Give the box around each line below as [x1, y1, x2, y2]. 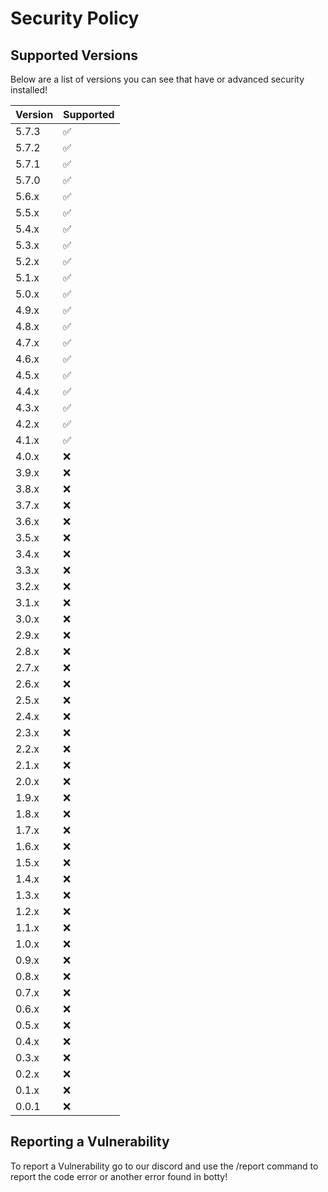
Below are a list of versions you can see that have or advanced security [10, 73, 305, 85]
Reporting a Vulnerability [10, 1133, 170, 1151]
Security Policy [10, 7, 140, 30]
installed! [10, 84, 48, 96]
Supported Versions [10, 47, 138, 64]
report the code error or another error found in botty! [10, 1170, 228, 1182]
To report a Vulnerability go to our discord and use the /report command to [10, 1160, 319, 1172]
